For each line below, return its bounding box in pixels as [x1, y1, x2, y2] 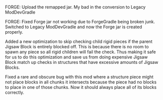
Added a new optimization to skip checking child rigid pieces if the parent [5, 39, 153, 44]
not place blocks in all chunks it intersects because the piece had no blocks [5, 79, 157, 85]
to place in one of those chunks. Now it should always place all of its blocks [5, 84, 157, 90]
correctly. [5, 90, 24, 95]
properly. [5, 29, 23, 35]
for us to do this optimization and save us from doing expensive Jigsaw [5, 54, 148, 60]
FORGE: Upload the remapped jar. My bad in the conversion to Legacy [5, 4, 146, 10]
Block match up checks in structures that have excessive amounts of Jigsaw [5, 60, 159, 65]
